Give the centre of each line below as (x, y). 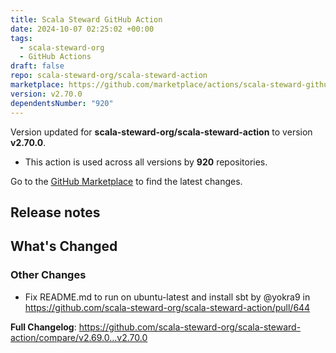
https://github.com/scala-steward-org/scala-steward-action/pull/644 (167, 307)
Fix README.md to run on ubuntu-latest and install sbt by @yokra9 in (167, 297)
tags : (21, 38)
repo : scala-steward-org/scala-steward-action (109, 76)
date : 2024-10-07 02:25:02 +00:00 (82, 29)
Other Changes (48, 275)
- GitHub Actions (55, 57)
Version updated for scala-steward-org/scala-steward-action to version (161, 132)
